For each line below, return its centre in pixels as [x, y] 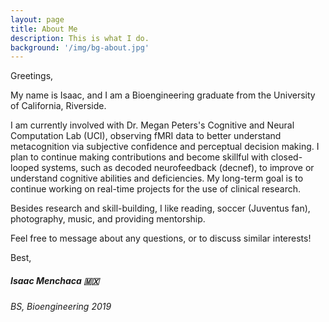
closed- [286, 157]
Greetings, [32, 76]
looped [25, 168]
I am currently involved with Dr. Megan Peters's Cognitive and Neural [152, 125]
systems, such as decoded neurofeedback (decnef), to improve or [178, 168]
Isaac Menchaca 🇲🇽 [55, 280]
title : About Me [44, 29]
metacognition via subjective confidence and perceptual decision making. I [165, 147]
